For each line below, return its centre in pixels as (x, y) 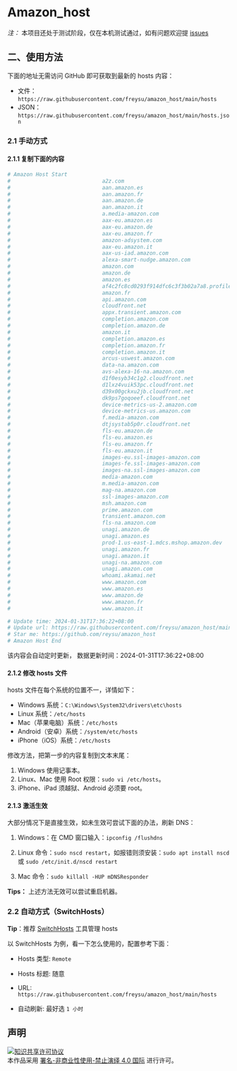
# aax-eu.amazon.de (80, 227)
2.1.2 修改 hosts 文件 (37, 673)
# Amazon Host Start (38, 174)
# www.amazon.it (75, 608)
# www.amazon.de (75, 595)
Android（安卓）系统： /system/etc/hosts (78, 731)
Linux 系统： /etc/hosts (51, 714)
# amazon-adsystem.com (85, 240)
